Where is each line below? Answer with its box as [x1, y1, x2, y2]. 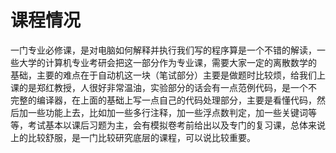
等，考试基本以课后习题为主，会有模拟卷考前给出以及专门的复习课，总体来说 [10, 119, 326, 131]
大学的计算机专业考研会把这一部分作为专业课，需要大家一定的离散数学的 [18, 56, 317, 68]
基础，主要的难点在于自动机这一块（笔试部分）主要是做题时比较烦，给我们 [10, 69, 317, 81]
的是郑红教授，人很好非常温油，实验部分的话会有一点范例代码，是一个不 [18, 81, 317, 93]
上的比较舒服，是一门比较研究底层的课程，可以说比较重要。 [10, 131, 256, 143]
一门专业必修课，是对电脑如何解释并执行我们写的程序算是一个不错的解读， [10, 44, 317, 56]
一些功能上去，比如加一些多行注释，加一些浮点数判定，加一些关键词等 [27, 106, 317, 118]
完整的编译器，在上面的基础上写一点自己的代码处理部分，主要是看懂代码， [10, 94, 317, 106]
